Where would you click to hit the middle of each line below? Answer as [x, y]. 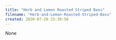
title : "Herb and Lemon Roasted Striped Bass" [55, 10]
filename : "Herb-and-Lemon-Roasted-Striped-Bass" [59, 14]
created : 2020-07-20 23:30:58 [37, 19]
